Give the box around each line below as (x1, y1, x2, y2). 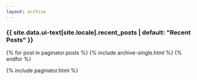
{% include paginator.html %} (6, 66, 78, 74)
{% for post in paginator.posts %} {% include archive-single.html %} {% (6, 49, 182, 56)
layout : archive (6, 8, 46, 15)
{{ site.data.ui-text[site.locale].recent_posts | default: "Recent (6, 28, 191, 36)
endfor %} (6, 55, 31, 62)
